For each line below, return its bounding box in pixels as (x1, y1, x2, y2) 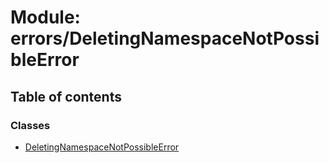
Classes (10, 118, 51, 132)
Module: (10, 6, 81, 29)
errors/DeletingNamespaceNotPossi (10, 27, 320, 50)
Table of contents (10, 88, 122, 105)
